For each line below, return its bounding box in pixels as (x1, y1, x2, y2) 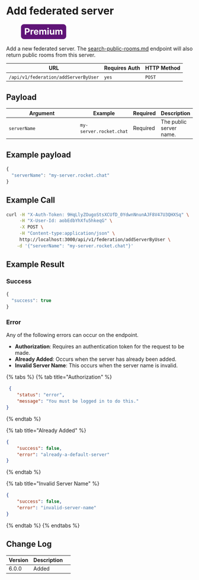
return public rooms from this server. (6, 51, 96, 58)
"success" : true (11, 298, 52, 304)
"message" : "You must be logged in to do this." (17, 398, 139, 405)
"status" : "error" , (17, 392, 65, 398)
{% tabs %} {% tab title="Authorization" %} (6, 373, 113, 381)
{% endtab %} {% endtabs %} (6, 522, 80, 529)
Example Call (6, 195, 55, 206)
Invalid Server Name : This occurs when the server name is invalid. (14, 362, 178, 369)
